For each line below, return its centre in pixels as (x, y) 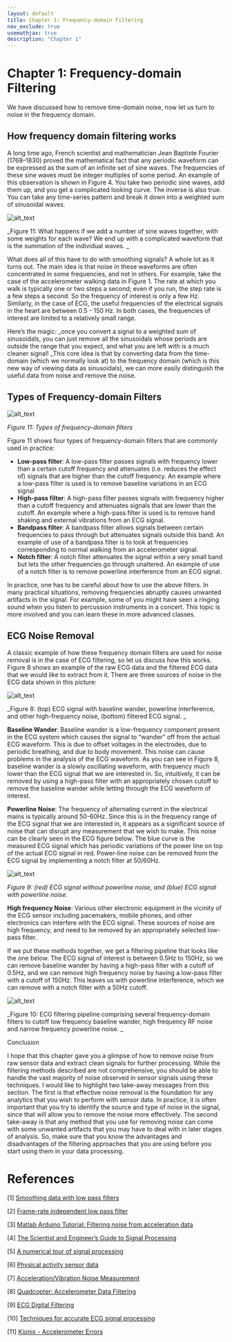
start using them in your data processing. (66, 1151)
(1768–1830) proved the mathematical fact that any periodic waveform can (113, 160)
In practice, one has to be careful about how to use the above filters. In (108, 585)
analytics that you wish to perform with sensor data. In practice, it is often (112, 1099)
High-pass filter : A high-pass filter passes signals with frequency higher (120, 498)
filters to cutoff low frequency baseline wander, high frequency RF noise (110, 1021)
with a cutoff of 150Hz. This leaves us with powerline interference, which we (116, 980)
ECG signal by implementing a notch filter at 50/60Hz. (84, 860)
